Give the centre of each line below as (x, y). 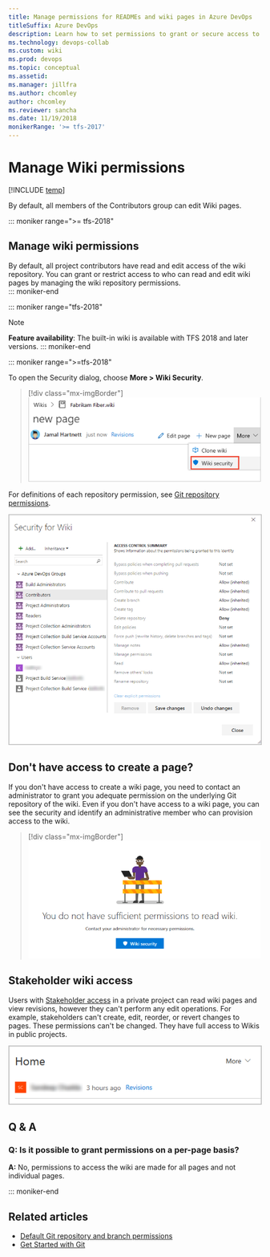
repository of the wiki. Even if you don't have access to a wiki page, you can (134, 803)
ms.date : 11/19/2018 (43, 119)
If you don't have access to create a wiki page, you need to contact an (124, 787)
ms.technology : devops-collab (59, 43)
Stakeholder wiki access (71, 980)
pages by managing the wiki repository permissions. (95, 283)
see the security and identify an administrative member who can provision (131, 812)
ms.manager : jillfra (43, 84)
